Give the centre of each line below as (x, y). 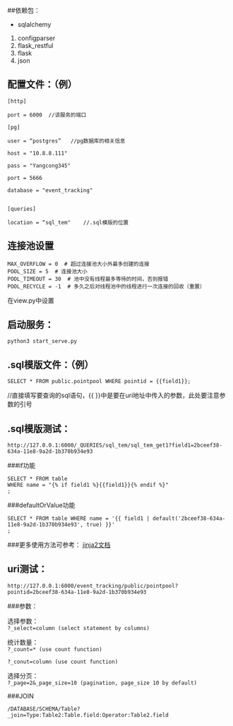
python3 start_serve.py (42, 341)
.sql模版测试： (39, 429)
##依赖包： (24, 10)
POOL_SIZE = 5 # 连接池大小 (48, 271)
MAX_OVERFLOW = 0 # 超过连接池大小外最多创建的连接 (78, 264)
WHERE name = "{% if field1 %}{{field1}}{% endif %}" (88, 485)
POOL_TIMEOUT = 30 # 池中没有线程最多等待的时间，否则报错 (88, 279)
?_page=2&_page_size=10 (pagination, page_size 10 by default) (102, 683)
